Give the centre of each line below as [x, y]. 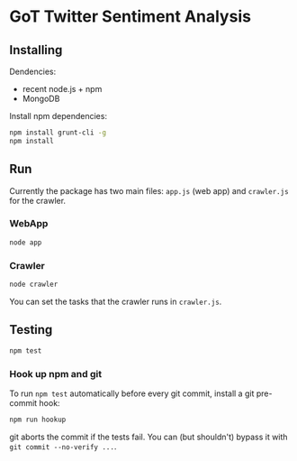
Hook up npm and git [55, 373]
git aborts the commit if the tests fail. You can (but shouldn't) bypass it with [148, 437]
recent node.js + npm [62, 89]
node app [26, 242]
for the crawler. [37, 200]
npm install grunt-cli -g [58, 133]
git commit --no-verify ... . [63, 446]
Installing [36, 50]
